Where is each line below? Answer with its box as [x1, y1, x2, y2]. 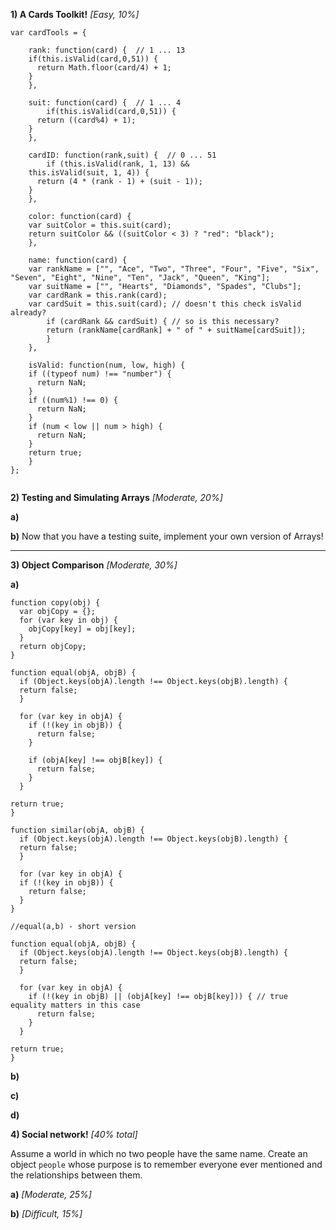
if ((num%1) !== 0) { [28, 395, 118, 405]
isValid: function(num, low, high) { [28, 360, 186, 370]
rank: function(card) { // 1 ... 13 [28, 45, 186, 55]
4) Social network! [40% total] [10, 1129, 138, 1140]
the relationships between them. [10, 1169, 143, 1181]
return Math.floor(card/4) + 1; [36, 63, 172, 73]
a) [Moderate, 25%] [10, 1189, 92, 1200]
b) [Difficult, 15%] [10, 1208, 83, 1219]
